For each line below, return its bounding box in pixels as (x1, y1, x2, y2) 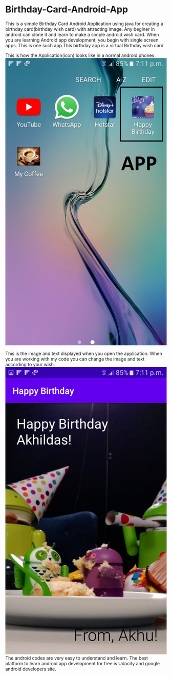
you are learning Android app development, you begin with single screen (5, 37, 159, 43)
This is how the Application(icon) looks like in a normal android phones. (5, 52, 156, 58)
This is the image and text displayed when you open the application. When (5, 350, 163, 356)
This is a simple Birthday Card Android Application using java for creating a (5, 21, 163, 27)
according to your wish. (5, 361, 55, 367)
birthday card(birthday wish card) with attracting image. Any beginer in (5, 26, 155, 32)
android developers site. (5, 666, 56, 672)
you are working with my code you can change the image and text (5, 355, 145, 362)
